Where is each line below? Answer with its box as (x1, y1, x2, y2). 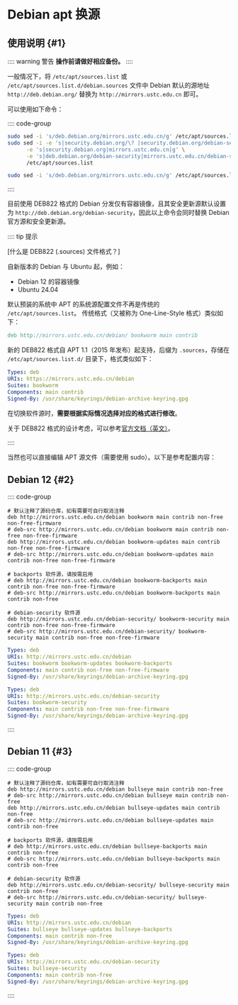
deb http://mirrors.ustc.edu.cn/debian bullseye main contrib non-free (7, 785, 223, 793)
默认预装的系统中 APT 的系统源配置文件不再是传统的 (7, 300, 160, 309)
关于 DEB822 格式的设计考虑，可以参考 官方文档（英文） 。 (7, 423, 175, 433)
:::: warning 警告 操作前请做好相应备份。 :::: (7, 57, 133, 65)
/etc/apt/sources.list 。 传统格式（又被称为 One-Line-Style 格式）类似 (7, 309, 217, 318)
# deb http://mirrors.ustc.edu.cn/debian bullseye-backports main (7, 843, 208, 850)
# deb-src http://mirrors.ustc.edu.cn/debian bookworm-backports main (7, 589, 220, 596)
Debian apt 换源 (7, 6, 101, 23)
